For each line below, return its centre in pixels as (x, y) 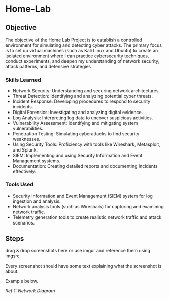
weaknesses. (26, 139)
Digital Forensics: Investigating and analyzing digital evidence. (78, 113)
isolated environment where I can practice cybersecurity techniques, (77, 56)
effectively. (24, 172)
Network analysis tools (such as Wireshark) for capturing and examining (88, 206)
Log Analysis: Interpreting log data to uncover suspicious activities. (83, 118)
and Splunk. (25, 150)
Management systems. (37, 161)
